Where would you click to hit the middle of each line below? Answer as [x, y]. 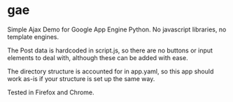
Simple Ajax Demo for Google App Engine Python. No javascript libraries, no [117, 29]
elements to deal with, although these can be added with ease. [98, 57]
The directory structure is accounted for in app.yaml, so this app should [111, 71]
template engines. [33, 36]
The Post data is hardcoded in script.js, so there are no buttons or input [110, 50]
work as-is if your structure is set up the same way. [81, 78]
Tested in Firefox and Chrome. [51, 92]
